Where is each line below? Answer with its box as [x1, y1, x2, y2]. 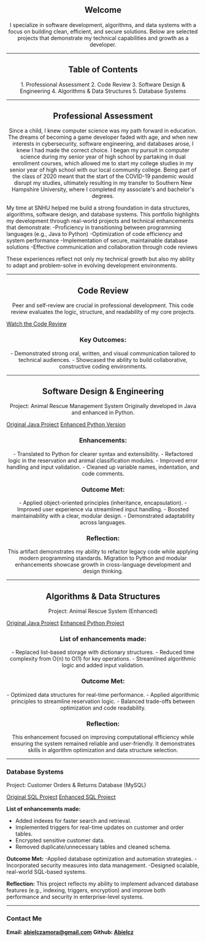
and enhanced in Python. [71, 409, 135, 417]
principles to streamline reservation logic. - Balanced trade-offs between [11, 697, 195, 705]
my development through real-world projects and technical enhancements [6, 218, 194, 225]
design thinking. [82, 568, 124, 575]
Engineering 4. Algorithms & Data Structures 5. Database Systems [20, 87, 186, 95]
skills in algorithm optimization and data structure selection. [28, 746, 178, 753]
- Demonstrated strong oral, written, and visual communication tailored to [10, 350, 196, 357]
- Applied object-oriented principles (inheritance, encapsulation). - [18, 499, 188, 506]
